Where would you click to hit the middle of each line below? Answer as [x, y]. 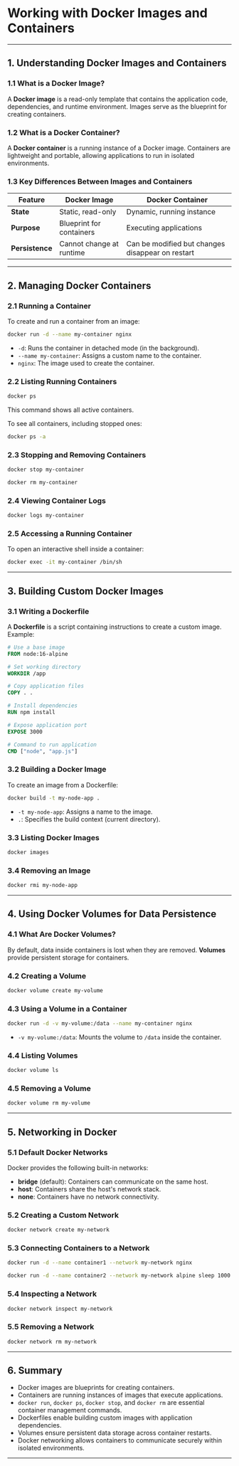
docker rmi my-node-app [43, 886]
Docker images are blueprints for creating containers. [96, 1388]
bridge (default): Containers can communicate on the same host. [113, 1181]
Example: [21, 634]
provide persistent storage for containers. [68, 957]
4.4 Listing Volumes [43, 1056]
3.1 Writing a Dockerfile [48, 611]
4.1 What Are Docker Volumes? [62, 935]
